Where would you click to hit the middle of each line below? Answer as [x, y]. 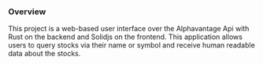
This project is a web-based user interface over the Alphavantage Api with [129, 29]
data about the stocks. [44, 54]
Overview [27, 12]
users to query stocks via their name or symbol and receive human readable [132, 45]
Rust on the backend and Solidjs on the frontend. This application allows [125, 37]
